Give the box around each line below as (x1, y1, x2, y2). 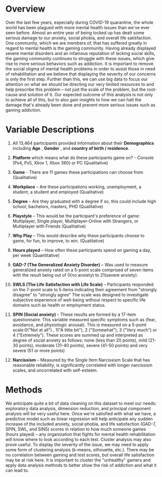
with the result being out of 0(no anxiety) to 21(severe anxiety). (12, 272, 138, 278)
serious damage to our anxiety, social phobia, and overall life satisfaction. (5, 35, 152, 41)
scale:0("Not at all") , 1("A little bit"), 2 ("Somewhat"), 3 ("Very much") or (12, 327, 157, 333)
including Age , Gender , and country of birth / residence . (12, 145, 130, 151)
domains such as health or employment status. (12, 302, 106, 308)
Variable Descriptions (5, 124, 95, 135)
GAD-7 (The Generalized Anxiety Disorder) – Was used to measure (12, 262, 148, 267)
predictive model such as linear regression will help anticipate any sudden (5, 416, 153, 422)
